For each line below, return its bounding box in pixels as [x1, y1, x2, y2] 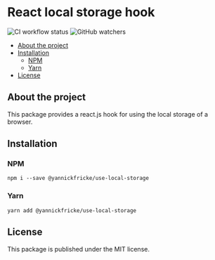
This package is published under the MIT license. [7, 245, 150, 253]
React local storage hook [7, 4, 155, 20]
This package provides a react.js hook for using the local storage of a [7, 110, 209, 118]
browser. [7, 117, 33, 126]
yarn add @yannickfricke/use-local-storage [7, 207, 137, 214]
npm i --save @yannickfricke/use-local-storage [7, 175, 150, 182]
